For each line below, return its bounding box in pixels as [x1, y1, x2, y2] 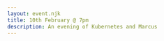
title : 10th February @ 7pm [7, 17, 89, 24]
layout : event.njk [7, 10, 61, 17]
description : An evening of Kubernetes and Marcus [7, 23, 158, 30]
